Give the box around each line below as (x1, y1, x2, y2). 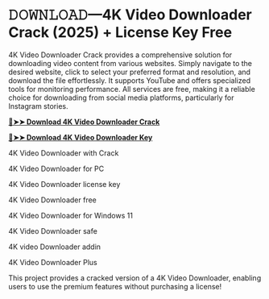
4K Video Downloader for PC (8, 164, 105, 173)
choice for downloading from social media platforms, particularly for (8, 93, 234, 102)
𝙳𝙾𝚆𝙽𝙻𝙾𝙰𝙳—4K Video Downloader (8, 6, 252, 24)
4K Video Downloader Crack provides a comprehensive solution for (8, 50, 233, 60)
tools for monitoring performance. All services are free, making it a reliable (8, 84, 255, 93)
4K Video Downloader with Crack (8, 147, 119, 158)
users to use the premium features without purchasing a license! (8, 281, 222, 291)
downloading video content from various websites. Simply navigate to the (8, 58, 252, 68)
